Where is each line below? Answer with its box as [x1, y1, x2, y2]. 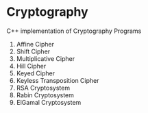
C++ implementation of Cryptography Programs [6, 27, 142, 35]
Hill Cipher [16, 62, 47, 70]
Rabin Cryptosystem [16, 90, 75, 99]
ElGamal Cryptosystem [16, 98, 82, 106]
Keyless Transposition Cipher [16, 76, 100, 84]
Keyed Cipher [16, 69, 56, 77]
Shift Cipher [16, 47, 51, 55]
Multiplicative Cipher [16, 54, 75, 62]
